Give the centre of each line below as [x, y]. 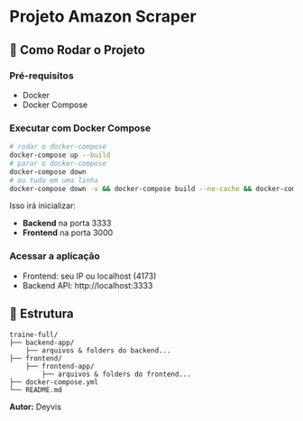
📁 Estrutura [41, 314]
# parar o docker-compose [58, 163]
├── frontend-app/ [60, 366]
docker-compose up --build [60, 155]
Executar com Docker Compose [80, 128]
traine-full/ [34, 334]
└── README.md [36, 389]
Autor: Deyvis [35, 407]
